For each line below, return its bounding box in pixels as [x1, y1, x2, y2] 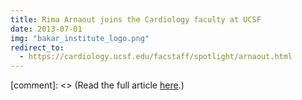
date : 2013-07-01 [10, 24, 83, 34]
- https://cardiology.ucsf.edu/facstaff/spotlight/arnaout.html [19, 52, 293, 62]
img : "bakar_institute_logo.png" [10, 33, 150, 43]
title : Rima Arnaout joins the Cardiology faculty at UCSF [10, 14, 262, 25]
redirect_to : [10, 42, 65, 53]
